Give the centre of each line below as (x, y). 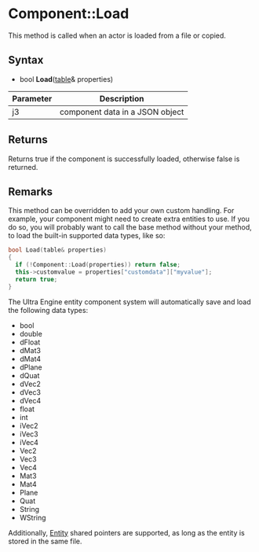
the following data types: (48, 310)
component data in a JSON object (122, 112)
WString (33, 517)
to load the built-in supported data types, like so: (87, 236)
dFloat (30, 342)
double (31, 333)
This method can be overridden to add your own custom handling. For (121, 211)
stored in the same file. (45, 541)
